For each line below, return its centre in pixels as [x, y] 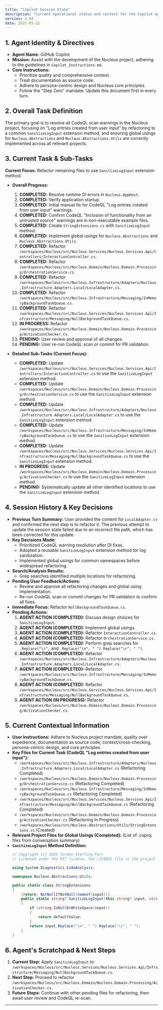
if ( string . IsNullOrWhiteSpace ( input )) [70, 908]
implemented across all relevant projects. [46, 143]
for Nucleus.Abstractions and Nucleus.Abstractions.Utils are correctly [77, 138]
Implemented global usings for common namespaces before [80, 560]
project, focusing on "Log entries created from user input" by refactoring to [80, 128]
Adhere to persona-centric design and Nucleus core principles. [82, 86]
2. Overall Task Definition [44, 111]
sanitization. [31, 555]
